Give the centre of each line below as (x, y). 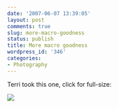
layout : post (26, 20)
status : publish (30, 39)
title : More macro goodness (48, 45)
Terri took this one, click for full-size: (59, 84)
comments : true (29, 26)
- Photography (28, 65)
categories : (24, 58)
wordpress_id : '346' (37, 52)
